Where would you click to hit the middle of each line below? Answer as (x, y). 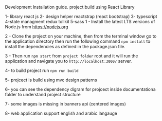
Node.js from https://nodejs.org (37, 27)
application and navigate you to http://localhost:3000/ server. (69, 61)
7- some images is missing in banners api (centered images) (66, 104)
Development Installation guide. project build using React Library (70, 7)
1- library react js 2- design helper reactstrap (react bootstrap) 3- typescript (81, 16)
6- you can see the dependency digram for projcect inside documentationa (80, 89)
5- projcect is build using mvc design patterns (51, 80)
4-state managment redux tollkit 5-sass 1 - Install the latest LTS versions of (80, 22)
